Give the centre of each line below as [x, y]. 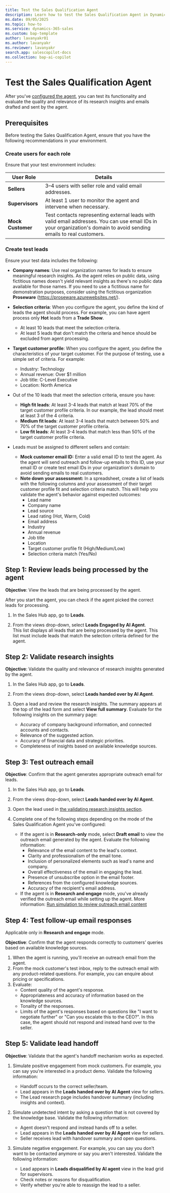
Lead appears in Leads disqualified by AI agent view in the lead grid [92, 1169]
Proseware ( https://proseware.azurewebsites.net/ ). [66, 297]
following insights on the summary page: [55, 715]
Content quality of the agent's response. [62, 990]
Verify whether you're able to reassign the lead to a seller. [80, 1185]
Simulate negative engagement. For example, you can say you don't [83, 1148]
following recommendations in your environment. [56, 141]
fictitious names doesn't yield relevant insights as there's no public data [87, 281]
